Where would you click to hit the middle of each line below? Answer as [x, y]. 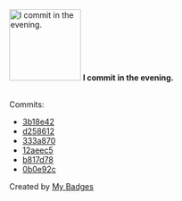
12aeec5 [37, 150]
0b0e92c [39, 169]
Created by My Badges [51, 186]
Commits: [27, 105]
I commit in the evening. [128, 78]
